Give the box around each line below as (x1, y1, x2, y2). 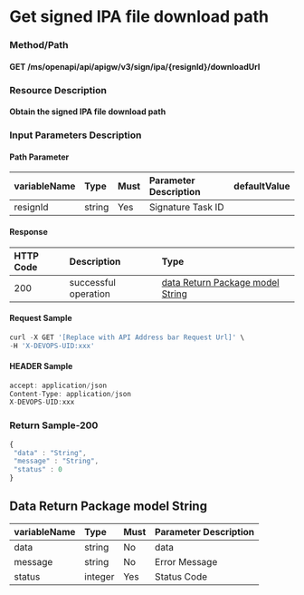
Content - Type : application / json (9, 389, 131, 398)
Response (9, 226, 48, 237)
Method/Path (9, 39, 70, 52)
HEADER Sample (9, 361, 73, 372)
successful (69, 276, 116, 288)
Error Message (155, 555, 218, 568)
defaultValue (233, 180, 290, 192)
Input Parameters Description (9, 129, 142, 141)
